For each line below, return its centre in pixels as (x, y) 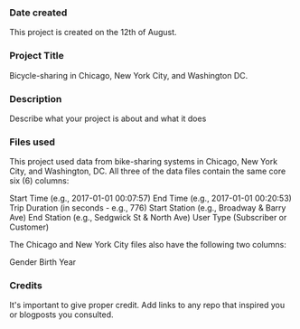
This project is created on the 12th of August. (94, 33)
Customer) (29, 227)
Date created (38, 13)
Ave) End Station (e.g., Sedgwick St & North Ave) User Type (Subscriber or (148, 218)
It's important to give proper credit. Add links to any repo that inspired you (147, 305)
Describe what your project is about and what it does (108, 118)
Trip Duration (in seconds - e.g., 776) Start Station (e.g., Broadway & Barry (148, 208)
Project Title (37, 56)
